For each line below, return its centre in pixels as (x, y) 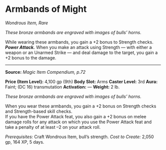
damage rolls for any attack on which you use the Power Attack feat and (79, 122)
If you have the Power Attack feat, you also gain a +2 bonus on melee (76, 116)
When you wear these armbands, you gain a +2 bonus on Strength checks (81, 106)
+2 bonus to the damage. (31, 57)
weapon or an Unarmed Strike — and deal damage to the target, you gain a (82, 52)
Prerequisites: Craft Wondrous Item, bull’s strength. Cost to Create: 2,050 (80, 137)
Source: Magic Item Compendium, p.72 (45, 72)
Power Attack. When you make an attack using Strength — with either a (79, 47)
